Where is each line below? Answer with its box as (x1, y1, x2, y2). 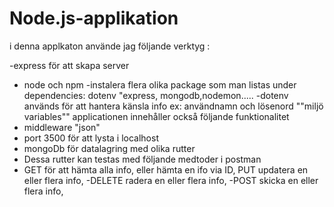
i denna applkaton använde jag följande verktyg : (9, 40, 211, 52)
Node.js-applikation (9, 7, 179, 30)
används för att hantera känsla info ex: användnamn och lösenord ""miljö (23, 100, 324, 112)
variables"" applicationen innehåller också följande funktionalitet (23, 110, 290, 122)
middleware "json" (23, 121, 101, 133)
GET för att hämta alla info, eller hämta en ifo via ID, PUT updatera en (23, 163, 309, 176)
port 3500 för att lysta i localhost (23, 132, 159, 144)
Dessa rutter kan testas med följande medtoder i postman (23, 153, 262, 165)
